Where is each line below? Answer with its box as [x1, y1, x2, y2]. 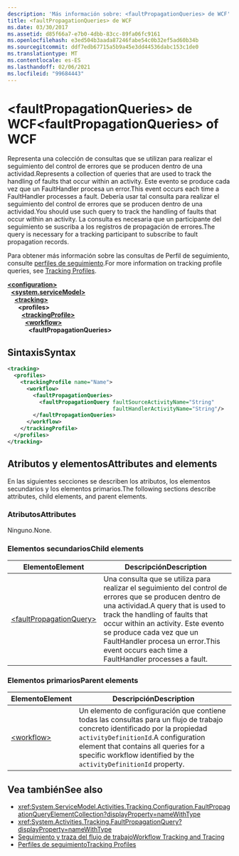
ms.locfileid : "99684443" [7, 70, 84, 77]
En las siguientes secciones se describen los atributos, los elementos [7, 476, 211, 485]
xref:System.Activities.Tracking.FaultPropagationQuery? [17, 818, 183, 826]
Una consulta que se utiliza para [102, 574, 211, 584]
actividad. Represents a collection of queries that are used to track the [7, 169, 212, 178]
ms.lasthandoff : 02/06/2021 [7, 63, 91, 71]
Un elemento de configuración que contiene [78, 706, 226, 716]
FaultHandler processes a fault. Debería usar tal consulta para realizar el [7, 192, 220, 201]
